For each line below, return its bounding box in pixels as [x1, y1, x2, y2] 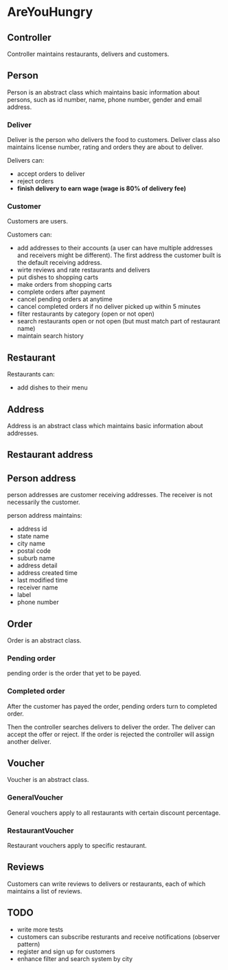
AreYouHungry [7, 4, 93, 20]
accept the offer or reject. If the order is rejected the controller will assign [7, 730, 215, 738]
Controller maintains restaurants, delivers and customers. [7, 50, 170, 58]
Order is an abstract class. [7, 636, 82, 645]
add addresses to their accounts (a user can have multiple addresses [16, 244, 213, 252]
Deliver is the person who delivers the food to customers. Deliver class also [7, 136, 221, 144]
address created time [16, 569, 78, 577]
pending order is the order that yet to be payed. [7, 669, 141, 678]
